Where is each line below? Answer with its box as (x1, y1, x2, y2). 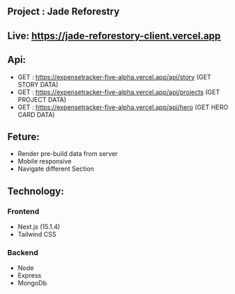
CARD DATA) (17, 110, 55, 119)
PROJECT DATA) (17, 95, 67, 103)
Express (17, 271, 42, 280)
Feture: (7, 130, 40, 142)
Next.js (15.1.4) (17, 222, 60, 231)
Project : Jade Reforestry (7, 6, 120, 18)
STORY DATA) (17, 80, 59, 89)
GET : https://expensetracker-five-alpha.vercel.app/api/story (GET (17, 72, 212, 81)
